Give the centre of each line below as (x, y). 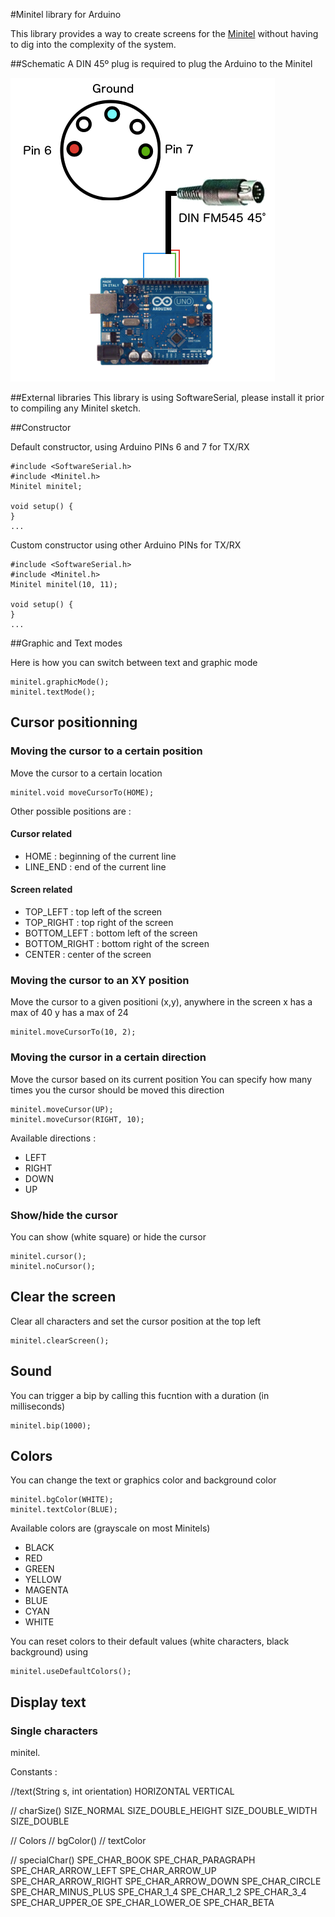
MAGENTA (46, 1590)
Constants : (34, 1772)
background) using (49, 1652)
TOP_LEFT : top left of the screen (93, 912)
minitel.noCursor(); (53, 1266)
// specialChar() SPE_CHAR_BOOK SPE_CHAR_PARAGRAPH (133, 1860)
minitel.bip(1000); (51, 1425)
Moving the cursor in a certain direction (108, 1057)
